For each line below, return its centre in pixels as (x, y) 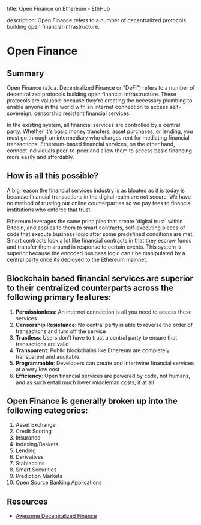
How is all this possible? (52, 176)
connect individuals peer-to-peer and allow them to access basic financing (100, 151)
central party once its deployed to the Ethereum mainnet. (77, 259)
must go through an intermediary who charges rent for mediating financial (98, 138)
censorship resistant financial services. (82, 113)
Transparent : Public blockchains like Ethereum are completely (92, 350)
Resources (27, 501)
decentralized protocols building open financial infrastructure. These (91, 94)
